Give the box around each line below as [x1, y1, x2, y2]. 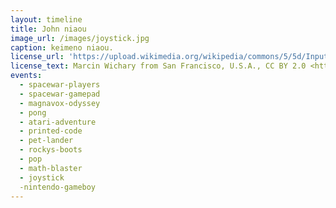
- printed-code [19, 126, 83, 136]
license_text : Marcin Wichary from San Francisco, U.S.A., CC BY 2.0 [10, 61, 307, 71]
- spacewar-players [19, 80, 101, 90]
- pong [19, 107, 47, 118]
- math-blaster [19, 163, 83, 173]
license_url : [10, 52, 65, 62]
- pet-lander [19, 136, 74, 146]
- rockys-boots [19, 145, 83, 155]
